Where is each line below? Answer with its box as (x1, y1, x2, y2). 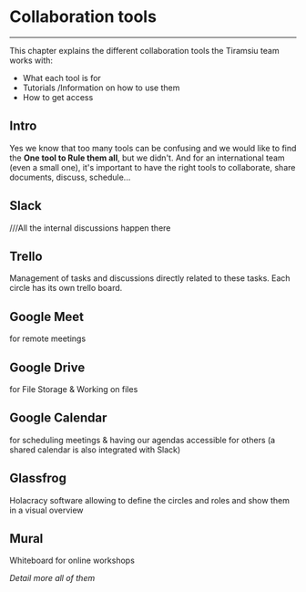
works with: (9, 55, 53, 66)
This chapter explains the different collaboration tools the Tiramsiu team (9, 45, 280, 56)
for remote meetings (9, 333, 87, 344)
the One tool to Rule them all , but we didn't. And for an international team (9, 152, 285, 163)
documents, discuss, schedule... (9, 171, 131, 182)
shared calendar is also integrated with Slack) (9, 444, 181, 455)
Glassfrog (9, 471, 66, 486)
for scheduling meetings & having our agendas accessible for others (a (9, 434, 276, 445)
